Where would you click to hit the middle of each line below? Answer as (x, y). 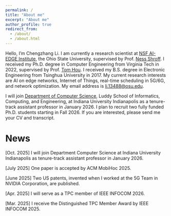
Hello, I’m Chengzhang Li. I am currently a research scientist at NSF (77, 53)
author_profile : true (28, 24)
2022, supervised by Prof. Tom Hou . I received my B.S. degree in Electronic (85, 69)
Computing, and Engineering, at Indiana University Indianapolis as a (77, 101)
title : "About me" (25, 15)
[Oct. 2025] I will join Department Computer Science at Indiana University (83, 152)
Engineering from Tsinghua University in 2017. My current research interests (85, 75)
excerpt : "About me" (27, 19)
